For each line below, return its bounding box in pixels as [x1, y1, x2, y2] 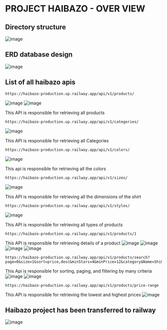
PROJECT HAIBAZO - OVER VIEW [5, 3, 146, 14]
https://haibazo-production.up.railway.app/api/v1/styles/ [5, 203, 130, 208]
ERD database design [5, 50, 73, 59]
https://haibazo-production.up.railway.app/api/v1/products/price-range [5, 283, 159, 288]
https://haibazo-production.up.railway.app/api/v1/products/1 [5, 231, 137, 236]
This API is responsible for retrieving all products [5, 110, 105, 115]
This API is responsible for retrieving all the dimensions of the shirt [5, 194, 142, 200]
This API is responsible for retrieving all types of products [5, 221, 123, 227]
